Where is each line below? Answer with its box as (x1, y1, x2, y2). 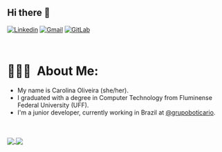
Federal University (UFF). (17, 101, 89, 109)
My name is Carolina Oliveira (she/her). (17, 86, 129, 94)
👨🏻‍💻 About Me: (7, 63, 99, 78)
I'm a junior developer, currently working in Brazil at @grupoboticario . (17, 108, 216, 117)
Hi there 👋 (7, 7, 50, 19)
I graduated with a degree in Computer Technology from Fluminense (17, 93, 213, 101)
